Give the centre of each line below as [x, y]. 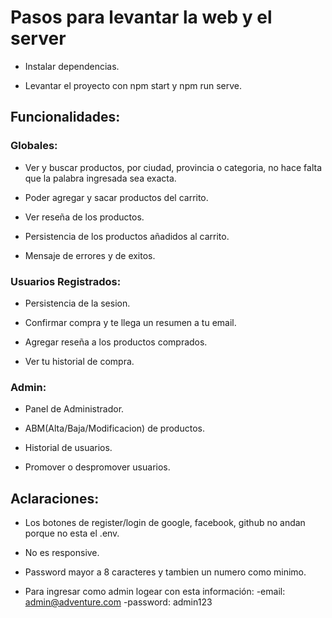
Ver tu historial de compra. [79, 361]
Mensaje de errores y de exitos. [90, 255]
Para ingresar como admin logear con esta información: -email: [155, 592]
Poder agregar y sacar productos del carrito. [116, 197]
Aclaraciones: [55, 498]
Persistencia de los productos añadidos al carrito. [127, 236]
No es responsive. [62, 553]
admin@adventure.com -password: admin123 [118, 602]
